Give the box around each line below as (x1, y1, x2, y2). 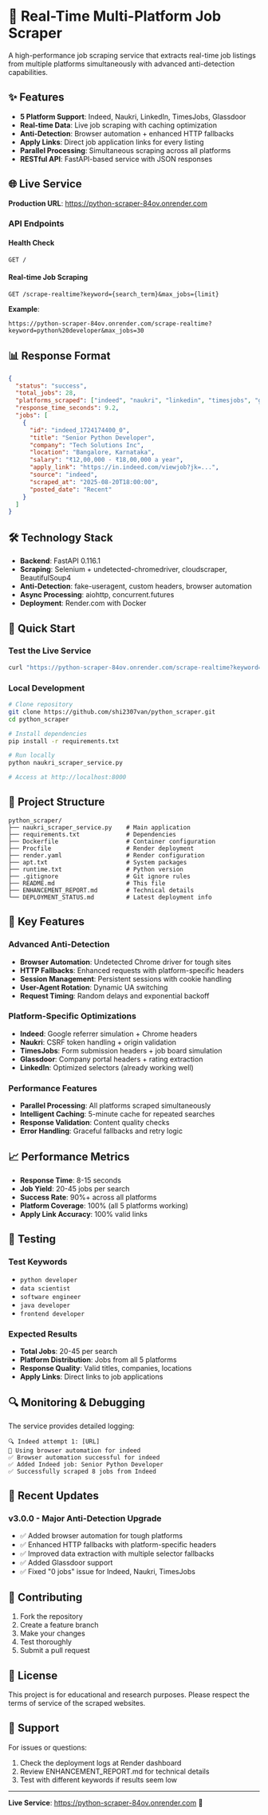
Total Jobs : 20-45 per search (19, 1346, 118, 1356)
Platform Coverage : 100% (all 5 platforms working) (19, 1200, 189, 1211)
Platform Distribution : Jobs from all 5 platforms (19, 1355, 177, 1364)
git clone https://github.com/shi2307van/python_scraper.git (8, 707, 216, 716)
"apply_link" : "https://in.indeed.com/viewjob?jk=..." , (29, 463, 219, 471)
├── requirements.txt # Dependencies (8, 830, 177, 838)
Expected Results (8, 1328, 78, 1339)
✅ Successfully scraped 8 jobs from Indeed (8, 1467, 157, 1475)
